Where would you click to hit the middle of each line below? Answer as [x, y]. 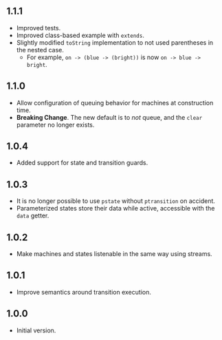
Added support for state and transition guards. [82, 163]
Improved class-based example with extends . [80, 35]
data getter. [33, 215]
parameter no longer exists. [55, 125]
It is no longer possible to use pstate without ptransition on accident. [116, 201]
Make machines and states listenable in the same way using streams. [114, 254]
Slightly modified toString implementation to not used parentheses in [115, 42]
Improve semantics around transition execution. [84, 292]
